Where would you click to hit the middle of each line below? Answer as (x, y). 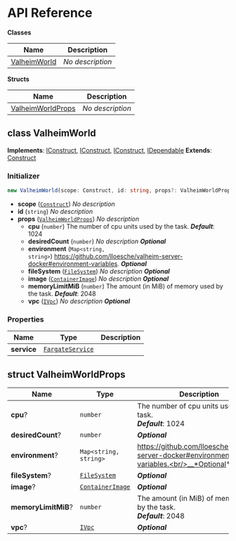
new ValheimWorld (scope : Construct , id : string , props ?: (92, 191)
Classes (19, 32)
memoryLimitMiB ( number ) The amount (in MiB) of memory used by (125, 286)
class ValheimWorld (52, 133)
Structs (18, 79)
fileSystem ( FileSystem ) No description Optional (99, 271)
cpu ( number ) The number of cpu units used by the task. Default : (122, 226)
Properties (26, 319)
